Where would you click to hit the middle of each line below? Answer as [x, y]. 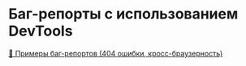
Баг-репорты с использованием [123, 14]
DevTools [41, 31]
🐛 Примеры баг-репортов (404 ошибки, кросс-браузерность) [116, 53]
